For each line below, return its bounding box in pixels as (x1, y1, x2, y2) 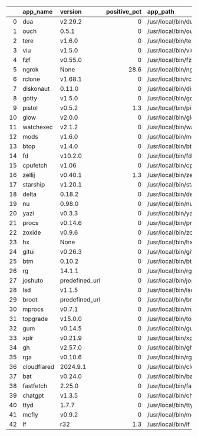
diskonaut (22, 85, 50, 93)
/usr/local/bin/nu (147, 200, 193, 208)
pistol (22, 104, 38, 112)
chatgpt (22, 392, 44, 399)
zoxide (22, 228, 41, 237)
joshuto (22, 277, 44, 284)
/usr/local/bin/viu (147, 47, 194, 54)
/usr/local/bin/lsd (147, 286, 194, 294)
